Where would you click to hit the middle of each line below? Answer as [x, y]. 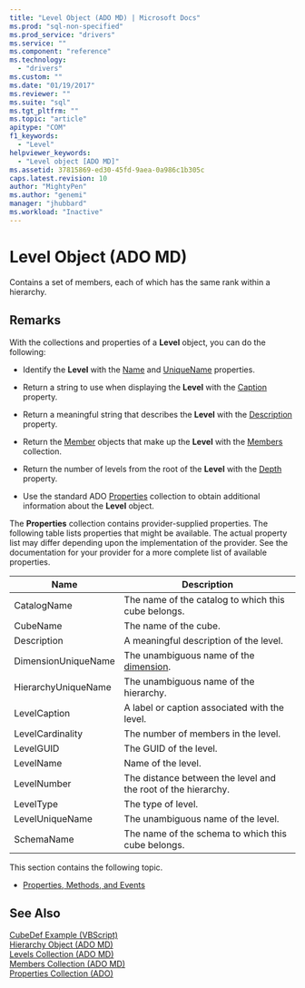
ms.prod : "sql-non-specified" [67, 26]
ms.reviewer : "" [40, 94]
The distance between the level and [200, 777]
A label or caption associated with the [204, 707]
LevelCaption [42, 713]
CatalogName [43, 605]
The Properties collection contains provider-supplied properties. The [139, 523]
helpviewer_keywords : [50, 153]
